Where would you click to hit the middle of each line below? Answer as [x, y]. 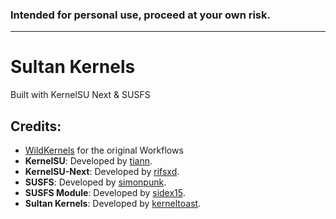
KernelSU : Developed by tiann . [88, 161]
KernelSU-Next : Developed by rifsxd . [102, 172]
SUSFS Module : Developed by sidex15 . [105, 193]
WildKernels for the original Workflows [104, 150]
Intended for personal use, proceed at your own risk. [140, 15]
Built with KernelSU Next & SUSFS [80, 95]
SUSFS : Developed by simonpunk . [95, 182]
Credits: [36, 126]
